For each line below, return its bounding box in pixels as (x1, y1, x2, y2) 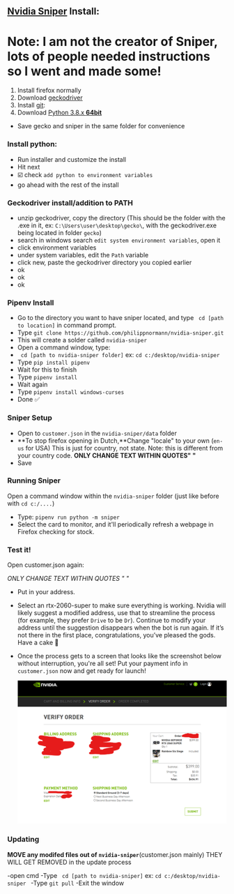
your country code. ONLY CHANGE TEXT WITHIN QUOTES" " (17, 451, 196, 460)
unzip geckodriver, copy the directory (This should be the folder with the (17, 213, 226, 222)
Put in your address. (17, 588, 75, 596)
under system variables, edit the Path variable (17, 250, 149, 259)
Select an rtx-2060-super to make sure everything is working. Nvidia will (17, 601, 226, 609)
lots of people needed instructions (7, 48, 210, 64)
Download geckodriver (17, 93, 83, 102)
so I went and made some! (7, 63, 162, 79)
